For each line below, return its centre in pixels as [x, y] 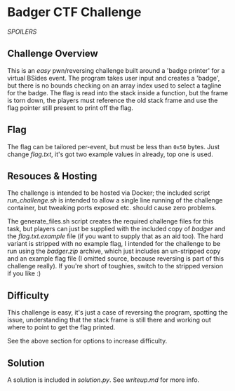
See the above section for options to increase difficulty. [87, 341]
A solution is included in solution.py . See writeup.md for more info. [103, 380]
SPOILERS [22, 32]
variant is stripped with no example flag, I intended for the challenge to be [114, 244]
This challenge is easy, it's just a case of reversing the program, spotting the [117, 313]
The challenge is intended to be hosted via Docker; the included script [109, 193]
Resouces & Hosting [52, 176]
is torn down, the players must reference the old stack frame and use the [113, 100]
